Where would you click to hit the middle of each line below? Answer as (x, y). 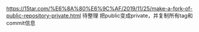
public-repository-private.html (44, 15)
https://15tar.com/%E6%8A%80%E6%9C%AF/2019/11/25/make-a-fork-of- (99, 9)
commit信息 (21, 23)
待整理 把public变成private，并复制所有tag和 (137, 15)
